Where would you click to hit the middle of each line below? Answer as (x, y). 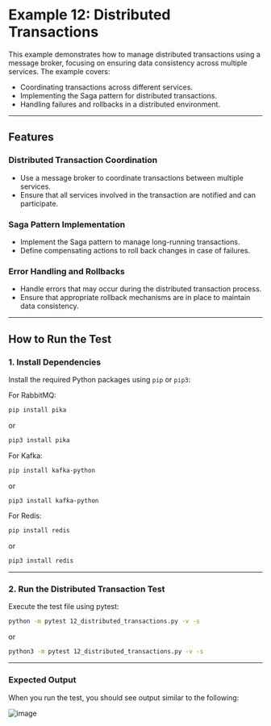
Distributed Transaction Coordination (83, 161)
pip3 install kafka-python (54, 501)
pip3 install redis (41, 561)
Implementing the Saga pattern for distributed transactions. (119, 95)
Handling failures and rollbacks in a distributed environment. (120, 104)
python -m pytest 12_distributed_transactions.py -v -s (104, 622)
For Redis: (25, 516)
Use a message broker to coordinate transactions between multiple (131, 177)
